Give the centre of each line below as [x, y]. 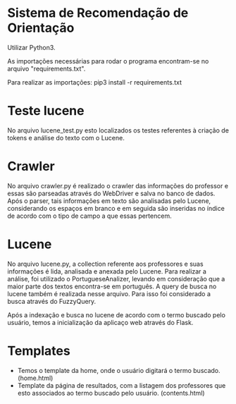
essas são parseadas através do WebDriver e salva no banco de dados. [111, 193]
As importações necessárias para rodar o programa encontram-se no [108, 61]
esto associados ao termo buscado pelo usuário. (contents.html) [111, 393]
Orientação [41, 28]
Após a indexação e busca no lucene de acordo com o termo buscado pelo [116, 314]
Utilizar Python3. [31, 47]
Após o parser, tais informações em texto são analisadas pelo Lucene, [109, 201]
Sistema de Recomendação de [98, 13]
